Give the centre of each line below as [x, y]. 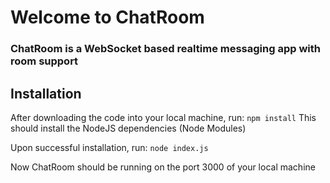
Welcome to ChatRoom [107, 17]
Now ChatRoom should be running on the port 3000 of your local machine [163, 167]
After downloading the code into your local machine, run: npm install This [163, 117]
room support [44, 61]
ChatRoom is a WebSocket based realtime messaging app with [165, 49]
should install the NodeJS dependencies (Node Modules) [128, 128]
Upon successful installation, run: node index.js [109, 147]
